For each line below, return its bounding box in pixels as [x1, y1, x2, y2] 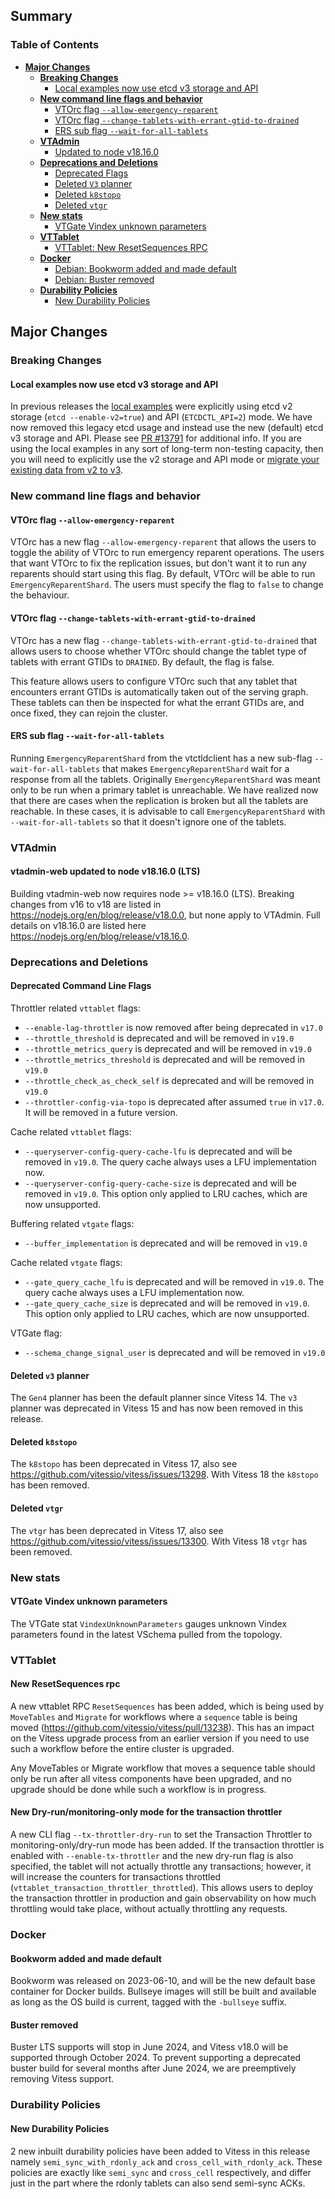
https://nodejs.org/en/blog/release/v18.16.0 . [10, 930, 190, 942]
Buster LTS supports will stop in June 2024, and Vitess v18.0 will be [10, 2041, 289, 2053]
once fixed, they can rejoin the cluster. [10, 707, 168, 719]
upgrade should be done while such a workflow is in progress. [10, 1783, 267, 1795]
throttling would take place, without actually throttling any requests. [10, 1903, 288, 1915]
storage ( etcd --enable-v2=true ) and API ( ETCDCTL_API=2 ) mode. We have [10, 411, 313, 423]
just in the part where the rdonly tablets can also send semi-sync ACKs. [10, 2177, 306, 2189]
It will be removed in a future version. [24, 1106, 178, 1118]
